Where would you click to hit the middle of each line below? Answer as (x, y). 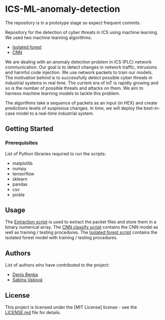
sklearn (20, 179)
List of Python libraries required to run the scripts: (56, 153)
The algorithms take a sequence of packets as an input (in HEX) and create (81, 103)
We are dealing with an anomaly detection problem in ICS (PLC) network (78, 62)
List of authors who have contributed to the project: (57, 265)
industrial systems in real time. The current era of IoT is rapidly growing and (82, 83)
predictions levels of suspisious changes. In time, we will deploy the (74, 108)
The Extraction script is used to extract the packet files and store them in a (81, 222)
